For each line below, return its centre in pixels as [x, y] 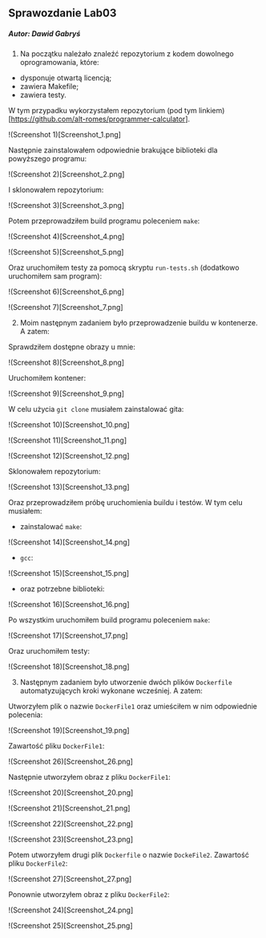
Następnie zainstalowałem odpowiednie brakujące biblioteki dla [113, 150]
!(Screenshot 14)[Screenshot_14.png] [69, 542]
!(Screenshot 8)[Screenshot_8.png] [66, 363]
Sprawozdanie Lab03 [62, 13]
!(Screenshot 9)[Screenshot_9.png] [66, 394]
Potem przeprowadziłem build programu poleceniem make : [104, 221]
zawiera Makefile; [49, 87]
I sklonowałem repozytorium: [56, 190]
